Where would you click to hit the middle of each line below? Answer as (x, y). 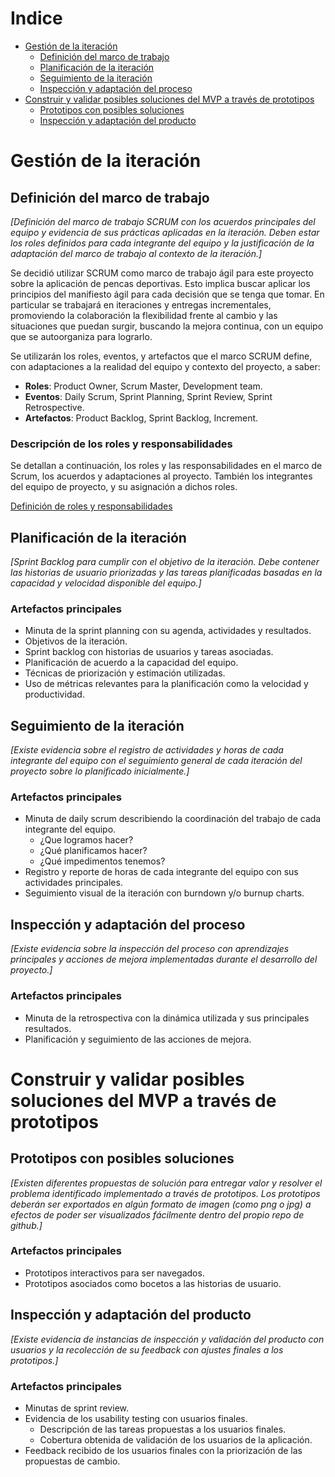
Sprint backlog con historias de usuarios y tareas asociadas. (149, 652)
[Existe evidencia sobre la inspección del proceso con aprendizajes (150, 949)
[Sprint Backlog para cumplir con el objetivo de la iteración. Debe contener (165, 562)
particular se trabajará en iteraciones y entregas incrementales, (141, 304)
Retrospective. (54, 407)
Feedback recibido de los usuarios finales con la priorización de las (163, 1450)
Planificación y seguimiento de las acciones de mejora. (138, 1039)
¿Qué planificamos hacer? (93, 851)
